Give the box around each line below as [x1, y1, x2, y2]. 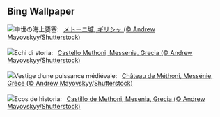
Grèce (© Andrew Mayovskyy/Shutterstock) [7, 79, 134, 87]
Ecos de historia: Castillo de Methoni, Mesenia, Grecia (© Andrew [14, 94, 205, 103]
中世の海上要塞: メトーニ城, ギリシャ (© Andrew [14, 24, 155, 33]
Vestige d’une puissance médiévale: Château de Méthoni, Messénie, [14, 71, 214, 79]
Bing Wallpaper [7, 6, 75, 17]
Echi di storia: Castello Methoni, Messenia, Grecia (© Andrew [14, 48, 193, 56]
